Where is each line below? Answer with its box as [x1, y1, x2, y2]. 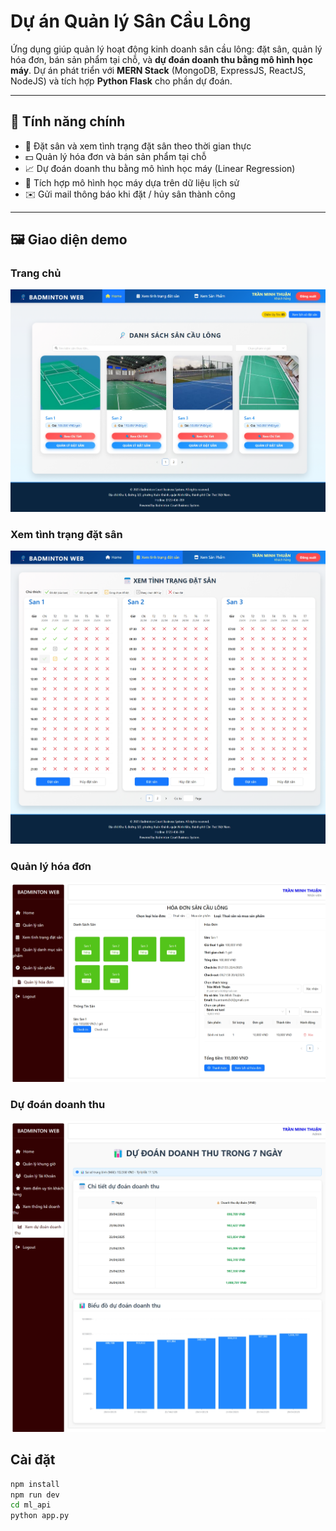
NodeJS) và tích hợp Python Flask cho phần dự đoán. [10, 75, 233, 87]
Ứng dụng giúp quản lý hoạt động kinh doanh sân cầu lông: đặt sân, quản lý [10, 43, 323, 55]
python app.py [10, 1511, 70, 1521]
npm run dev [10, 1490, 60, 1500]
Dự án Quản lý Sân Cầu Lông [10, 10, 252, 33]
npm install [10, 1479, 60, 1489]
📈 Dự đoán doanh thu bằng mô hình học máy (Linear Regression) [24, 162, 296, 174]
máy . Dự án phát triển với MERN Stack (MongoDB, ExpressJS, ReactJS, [10, 64, 307, 76]
